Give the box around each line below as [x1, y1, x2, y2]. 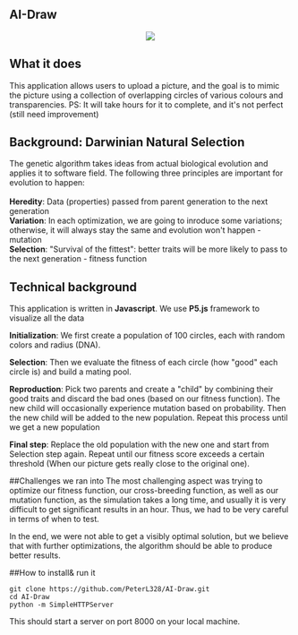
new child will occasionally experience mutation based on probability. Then [9, 403, 286, 414]
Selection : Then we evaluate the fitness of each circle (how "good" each [9, 357, 278, 368]
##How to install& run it [9, 568, 96, 579]
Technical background [9, 279, 137, 295]
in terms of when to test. [9, 514, 100, 525]
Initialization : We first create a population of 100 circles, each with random [9, 330, 285, 341]
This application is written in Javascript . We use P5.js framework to [9, 304, 260, 314]
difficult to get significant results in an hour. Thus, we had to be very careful [9, 504, 289, 515]
